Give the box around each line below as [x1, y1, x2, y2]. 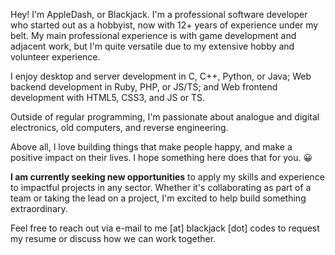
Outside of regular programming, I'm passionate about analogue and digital [10, 111, 320, 123]
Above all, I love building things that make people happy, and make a [10, 141, 293, 153]
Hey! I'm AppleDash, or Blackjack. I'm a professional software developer [10, 9, 308, 20]
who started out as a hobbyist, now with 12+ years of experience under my [10, 19, 319, 31]
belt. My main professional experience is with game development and [10, 30, 297, 41]
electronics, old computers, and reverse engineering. [10, 122, 229, 133]
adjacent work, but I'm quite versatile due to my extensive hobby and [10, 40, 295, 52]
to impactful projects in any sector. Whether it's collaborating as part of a [10, 182, 312, 193]
